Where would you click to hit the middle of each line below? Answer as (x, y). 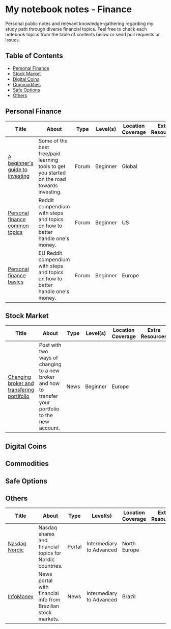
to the (46, 416)
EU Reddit (50, 253)
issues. (13, 40)
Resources (154, 336)
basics (16, 282)
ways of (49, 358)
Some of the (53, 140)
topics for (50, 553)
